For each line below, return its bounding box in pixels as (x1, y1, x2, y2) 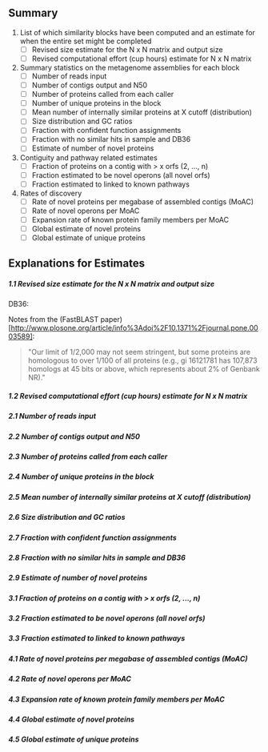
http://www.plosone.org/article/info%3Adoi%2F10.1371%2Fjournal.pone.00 (10, 324, 258, 333)
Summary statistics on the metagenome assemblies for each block (19, 62, 240, 72)
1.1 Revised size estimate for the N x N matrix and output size (8, 279, 214, 288)
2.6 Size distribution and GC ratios (8, 513, 126, 522)
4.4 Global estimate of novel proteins (8, 714, 134, 724)
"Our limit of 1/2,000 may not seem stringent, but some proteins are (27, 348, 250, 357)
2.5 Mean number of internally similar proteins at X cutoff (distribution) (8, 492, 251, 501)
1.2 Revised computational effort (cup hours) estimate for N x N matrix (8, 391, 248, 400)
